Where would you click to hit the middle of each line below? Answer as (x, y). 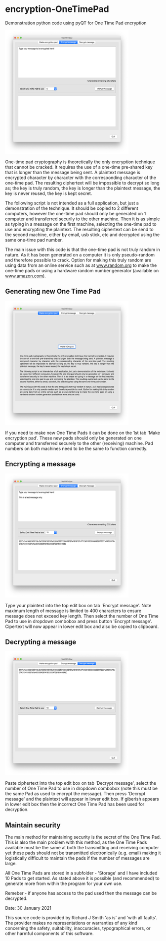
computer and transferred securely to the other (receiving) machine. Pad (79, 443)
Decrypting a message (41, 642)
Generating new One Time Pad (53, 291)
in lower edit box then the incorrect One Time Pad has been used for (75, 804)
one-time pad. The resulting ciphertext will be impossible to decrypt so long (82, 183)
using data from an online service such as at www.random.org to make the (81, 265)
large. (11, 864)
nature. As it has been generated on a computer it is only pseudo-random (80, 254)
